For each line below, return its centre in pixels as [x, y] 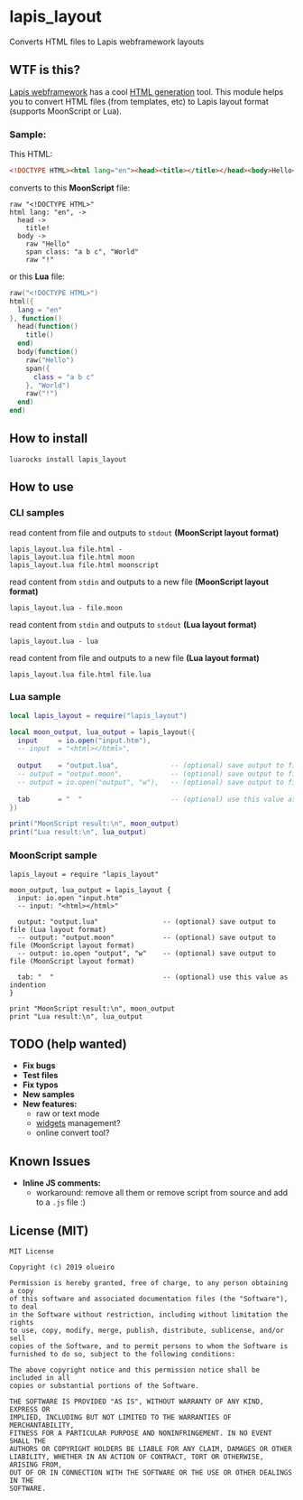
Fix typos [40, 1085]
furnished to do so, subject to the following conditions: [123, 1354]
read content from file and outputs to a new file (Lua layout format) [134, 657]
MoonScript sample [53, 855]
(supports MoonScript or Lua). [65, 111]
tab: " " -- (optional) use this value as [153, 977]
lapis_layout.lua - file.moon [66, 608]
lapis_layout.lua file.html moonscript [84, 565]
